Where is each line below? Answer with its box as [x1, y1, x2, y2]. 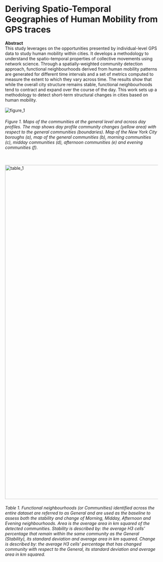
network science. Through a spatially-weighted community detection [5, 61, 143, 67]
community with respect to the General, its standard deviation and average [5, 546, 156, 552]
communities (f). [5, 145, 38, 150]
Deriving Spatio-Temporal [5, 3, 112, 15]
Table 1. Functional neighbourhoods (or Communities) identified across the [5, 505, 155, 510]
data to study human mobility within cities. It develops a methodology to [5, 50, 149, 56]
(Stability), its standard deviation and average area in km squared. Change [5, 536, 156, 542]
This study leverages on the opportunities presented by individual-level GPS [5, 45, 157, 51]
